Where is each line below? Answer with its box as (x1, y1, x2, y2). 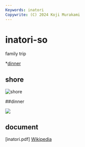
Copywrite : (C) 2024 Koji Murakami (5, 12, 80, 17)
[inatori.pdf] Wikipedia (5, 136, 52, 142)
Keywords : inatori (5, 7, 44, 13)
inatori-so (5, 34, 48, 46)
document (5, 123, 38, 131)
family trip (5, 51, 26, 57)
